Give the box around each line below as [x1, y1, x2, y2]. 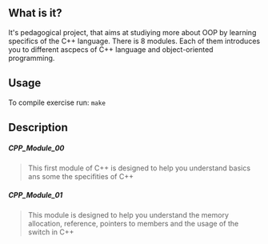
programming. [8, 53, 55, 62]
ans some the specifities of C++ [27, 171, 134, 181]
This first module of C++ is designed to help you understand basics [27, 163, 250, 173]
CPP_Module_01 [8, 190, 63, 199]
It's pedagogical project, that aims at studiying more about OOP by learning [8, 27, 257, 37]
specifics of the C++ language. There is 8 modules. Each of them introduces [8, 36, 261, 46]
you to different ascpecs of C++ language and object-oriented [8, 44, 214, 54]
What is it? [8, 6, 62, 20]
